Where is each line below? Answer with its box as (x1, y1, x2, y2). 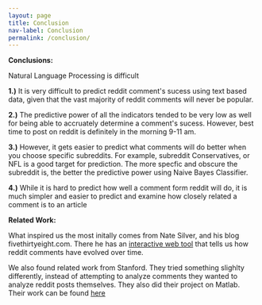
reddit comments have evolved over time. (8, 248, 144, 257)
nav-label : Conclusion (8, 26, 83, 34)
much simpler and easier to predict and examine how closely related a (8, 191, 237, 201)
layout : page (8, 11, 52, 20)
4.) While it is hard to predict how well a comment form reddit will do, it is (8, 183, 248, 193)
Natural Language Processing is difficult (8, 71, 140, 80)
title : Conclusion (8, 19, 69, 27)
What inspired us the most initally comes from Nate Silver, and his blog (8, 231, 240, 241)
